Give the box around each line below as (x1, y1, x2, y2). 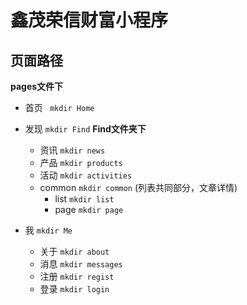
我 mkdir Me (24, 224, 73, 236)
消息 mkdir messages (39, 258, 123, 270)
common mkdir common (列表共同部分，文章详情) (39, 182, 238, 193)
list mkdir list (54, 193, 115, 205)
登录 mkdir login (39, 283, 110, 295)
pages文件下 (10, 81, 64, 92)
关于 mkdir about (39, 246, 110, 257)
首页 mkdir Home (24, 102, 95, 113)
